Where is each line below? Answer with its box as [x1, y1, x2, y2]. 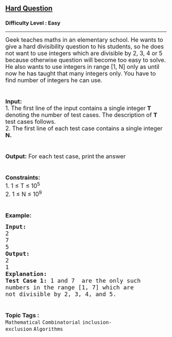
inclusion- [82, 319, 112, 326]
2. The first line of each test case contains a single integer [5, 124, 163, 132]
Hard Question [5, 4, 53, 13]
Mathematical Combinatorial [5, 319, 81, 326]
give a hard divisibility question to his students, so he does [5, 43, 164, 50]
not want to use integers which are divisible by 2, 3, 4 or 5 [5, 49, 163, 57]
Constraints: [5, 174, 40, 181]
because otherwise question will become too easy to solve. [5, 56, 166, 64]
